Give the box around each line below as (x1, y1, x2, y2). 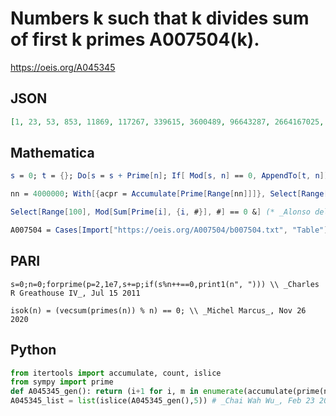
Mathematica (10, 145, 95, 162)
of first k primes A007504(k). (10, 28, 260, 51)
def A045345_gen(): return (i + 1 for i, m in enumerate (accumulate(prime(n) (10, 387, 333, 397)
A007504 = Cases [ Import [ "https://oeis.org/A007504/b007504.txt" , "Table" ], (10, 225, 333, 236)
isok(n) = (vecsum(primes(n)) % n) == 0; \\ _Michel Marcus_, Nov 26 (10, 305, 307, 316)
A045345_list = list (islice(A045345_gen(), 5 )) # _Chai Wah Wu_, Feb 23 (10, 396, 315, 406)
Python (10, 342, 57, 359)
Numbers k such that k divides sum (10, 7, 310, 30)
